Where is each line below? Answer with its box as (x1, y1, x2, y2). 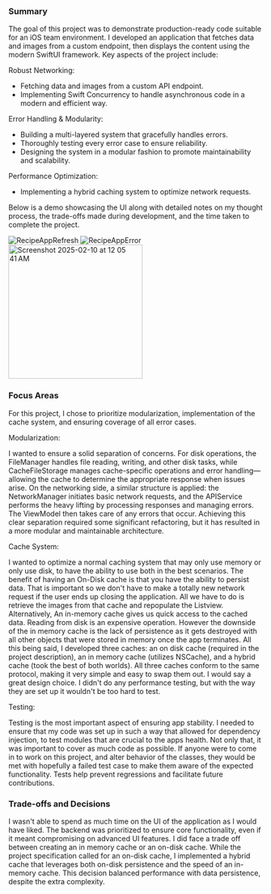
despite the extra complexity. (8, 876, 105, 886)
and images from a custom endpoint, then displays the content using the (8, 41, 251, 51)
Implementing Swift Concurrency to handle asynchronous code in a (19, 90, 245, 100)
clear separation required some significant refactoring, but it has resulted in (8, 517, 260, 527)
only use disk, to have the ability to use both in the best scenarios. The (8, 565, 244, 576)
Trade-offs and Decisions (8, 798, 111, 809)
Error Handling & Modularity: (8, 114, 104, 124)
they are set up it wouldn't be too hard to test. (8, 686, 161, 696)
